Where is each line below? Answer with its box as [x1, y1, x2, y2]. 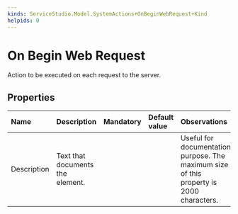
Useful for [180, 133, 214, 143]
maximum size [180, 160, 229, 170]
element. [56, 178, 86, 188]
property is [180, 178, 217, 188]
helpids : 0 [7, 17, 40, 24]
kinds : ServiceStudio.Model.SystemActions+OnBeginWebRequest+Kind [7, 10, 208, 18]
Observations [180, 117, 228, 127]
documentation [180, 142, 232, 152]
